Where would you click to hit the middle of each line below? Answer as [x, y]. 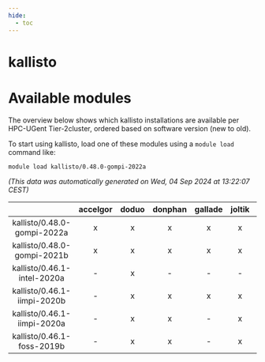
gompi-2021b [41, 255]
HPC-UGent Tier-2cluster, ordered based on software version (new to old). [129, 128]
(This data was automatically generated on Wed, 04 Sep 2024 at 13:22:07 [129, 181]
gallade [209, 209]
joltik [240, 209]
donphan [170, 209]
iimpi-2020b [41, 300]
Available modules [70, 98]
